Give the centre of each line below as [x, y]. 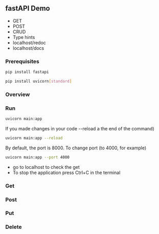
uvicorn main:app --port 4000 [38, 157]
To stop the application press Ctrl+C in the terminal [66, 172]
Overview [18, 94]
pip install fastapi [27, 72]
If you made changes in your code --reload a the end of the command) [80, 128]
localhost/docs [28, 48]
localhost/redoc [29, 43]
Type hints [24, 37]
